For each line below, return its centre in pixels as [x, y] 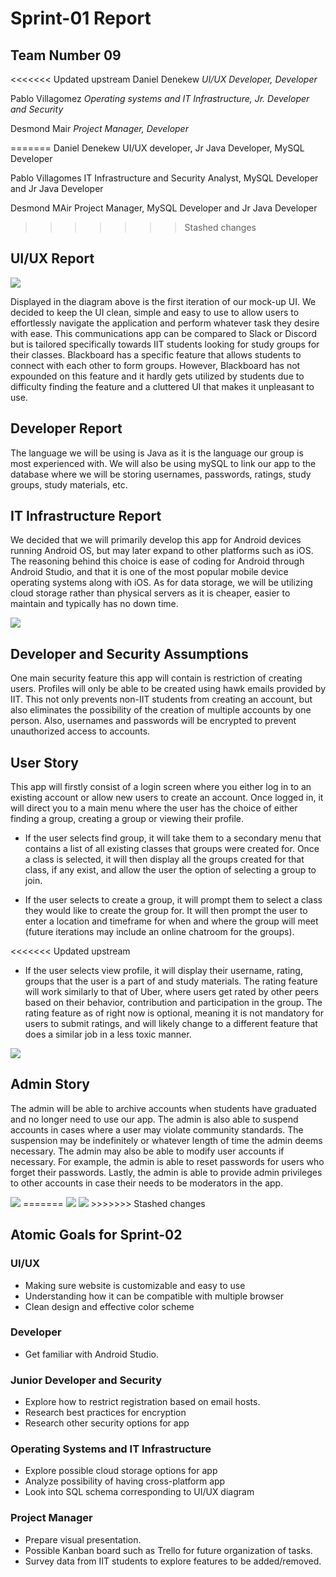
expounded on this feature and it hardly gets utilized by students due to [157, 376]
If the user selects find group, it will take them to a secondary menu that [173, 838]
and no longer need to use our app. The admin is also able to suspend [154, 1119]
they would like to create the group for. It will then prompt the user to [166, 911]
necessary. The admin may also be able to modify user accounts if [147, 1151]
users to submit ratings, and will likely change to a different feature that [171, 1024]
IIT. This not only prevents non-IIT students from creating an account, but [161, 699]
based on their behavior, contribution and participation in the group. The [173, 1003]
